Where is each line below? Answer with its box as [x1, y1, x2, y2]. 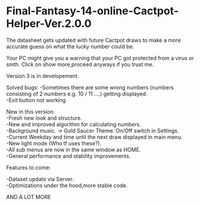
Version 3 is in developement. [6, 72, 79, 79]
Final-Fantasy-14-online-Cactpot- [6, 4, 179, 18]
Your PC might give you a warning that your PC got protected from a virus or [6, 54, 194, 61]
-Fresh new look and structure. [6, 114, 82, 122]
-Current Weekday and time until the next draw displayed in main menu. [6, 133, 183, 141]
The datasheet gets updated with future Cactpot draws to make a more [6, 36, 181, 44]
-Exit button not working [6, 97, 66, 104]
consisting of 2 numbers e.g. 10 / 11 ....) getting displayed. [6, 90, 147, 97]
